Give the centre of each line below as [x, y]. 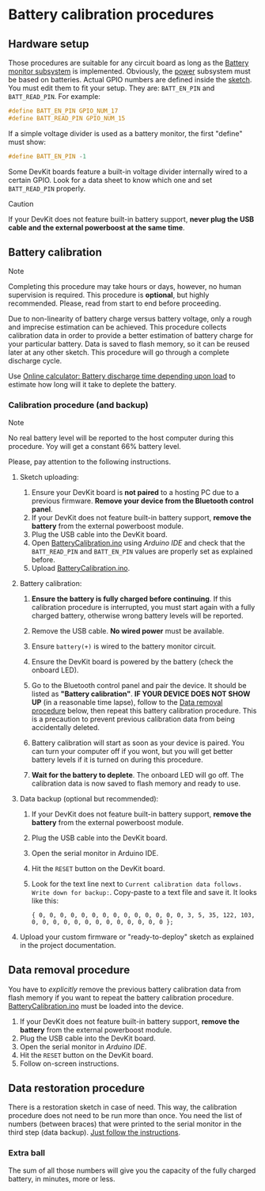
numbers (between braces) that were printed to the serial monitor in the [125, 1124]
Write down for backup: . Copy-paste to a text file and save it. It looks [144, 892]
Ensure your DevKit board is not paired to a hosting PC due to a [135, 492]
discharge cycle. [35, 361]
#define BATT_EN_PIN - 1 [47, 156]
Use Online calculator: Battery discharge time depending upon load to [122, 376]
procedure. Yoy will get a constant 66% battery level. [95, 446]
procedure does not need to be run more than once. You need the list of [125, 1116]
